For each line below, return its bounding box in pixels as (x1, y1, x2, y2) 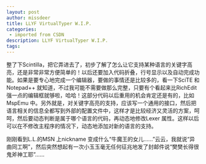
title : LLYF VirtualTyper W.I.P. (6, 20, 92, 26)
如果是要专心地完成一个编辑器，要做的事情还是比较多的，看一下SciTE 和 (17, 76, 200, 84)
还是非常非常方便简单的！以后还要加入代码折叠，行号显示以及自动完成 (17, 68, 194, 76)
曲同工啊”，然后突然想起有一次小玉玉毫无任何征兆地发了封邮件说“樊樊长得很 (6, 143, 199, 150)
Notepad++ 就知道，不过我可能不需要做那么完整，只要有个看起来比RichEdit (6, 84, 197, 91)
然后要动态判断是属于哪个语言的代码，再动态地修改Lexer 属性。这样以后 (17, 114, 199, 122)
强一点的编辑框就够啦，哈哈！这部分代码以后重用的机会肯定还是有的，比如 (6, 92, 194, 99)
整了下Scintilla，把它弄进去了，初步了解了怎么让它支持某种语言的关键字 (6, 61, 188, 68)
